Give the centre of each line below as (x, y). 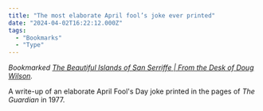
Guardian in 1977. (37, 100)
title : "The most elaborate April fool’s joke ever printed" (112, 15)
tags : (17, 30)
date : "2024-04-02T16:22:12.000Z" (66, 23)
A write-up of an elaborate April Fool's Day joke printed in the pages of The (131, 91)
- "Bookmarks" (39, 38)
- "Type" (30, 45)
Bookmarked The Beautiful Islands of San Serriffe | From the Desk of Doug (131, 67)
